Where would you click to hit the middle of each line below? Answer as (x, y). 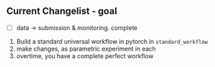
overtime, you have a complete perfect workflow (85, 56)
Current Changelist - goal (62, 11)
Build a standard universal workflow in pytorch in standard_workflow (112, 41)
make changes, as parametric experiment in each (86, 49)
